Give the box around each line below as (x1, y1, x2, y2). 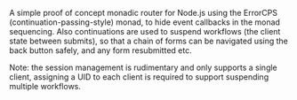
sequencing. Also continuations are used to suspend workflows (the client (9, 27, 281, 36)
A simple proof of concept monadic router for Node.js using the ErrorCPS (9, 8, 278, 18)
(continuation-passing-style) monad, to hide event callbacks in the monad (9, 17, 280, 27)
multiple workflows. (9, 81, 82, 91)
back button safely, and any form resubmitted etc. (9, 45, 193, 56)
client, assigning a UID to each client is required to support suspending (9, 72, 269, 82)
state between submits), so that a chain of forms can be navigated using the (9, 35, 289, 46)
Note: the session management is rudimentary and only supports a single (9, 62, 277, 73)
